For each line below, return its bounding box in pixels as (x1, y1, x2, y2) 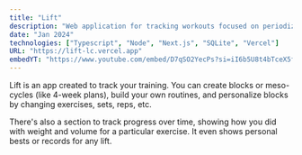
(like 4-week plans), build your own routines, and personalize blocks (35, 89, 289, 100)
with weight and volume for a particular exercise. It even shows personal (9, 126, 278, 136)
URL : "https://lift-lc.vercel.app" (9, 47, 143, 56)
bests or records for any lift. (9, 136, 112, 146)
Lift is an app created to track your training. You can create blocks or (9, 80, 263, 90)
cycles (9, 89, 34, 100)
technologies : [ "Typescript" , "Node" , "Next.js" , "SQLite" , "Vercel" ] (9, 38, 280, 48)
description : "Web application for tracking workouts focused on (9, 22, 259, 31)
